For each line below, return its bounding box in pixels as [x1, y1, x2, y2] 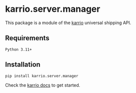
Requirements [5, 34, 49, 42]
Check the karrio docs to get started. [5, 82, 81, 88]
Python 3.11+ [5, 47, 32, 52]
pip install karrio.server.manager [5, 73, 79, 78]
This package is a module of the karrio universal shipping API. [5, 20, 132, 26]
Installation [5, 61, 41, 69]
